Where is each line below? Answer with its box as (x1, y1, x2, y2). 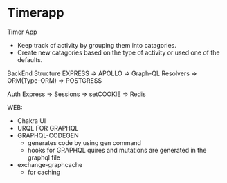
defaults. (17, 55, 43, 64)
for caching (27, 168, 61, 176)
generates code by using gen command (27, 138, 142, 146)
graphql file (27, 153, 61, 162)
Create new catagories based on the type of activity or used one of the (17, 48, 220, 57)
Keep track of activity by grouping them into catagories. (17, 41, 176, 49)
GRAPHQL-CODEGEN (17, 131, 79, 139)
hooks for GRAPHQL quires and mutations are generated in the (27, 146, 207, 154)
